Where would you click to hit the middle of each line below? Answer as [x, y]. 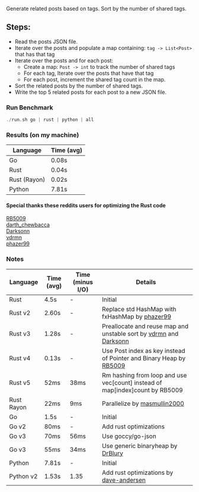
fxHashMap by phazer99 [137, 316]
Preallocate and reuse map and [145, 326]
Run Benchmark [30, 108]
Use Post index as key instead [143, 351]
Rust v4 [20, 358]
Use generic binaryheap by [139, 446]
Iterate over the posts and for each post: [64, 60]
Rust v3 [20, 333]
